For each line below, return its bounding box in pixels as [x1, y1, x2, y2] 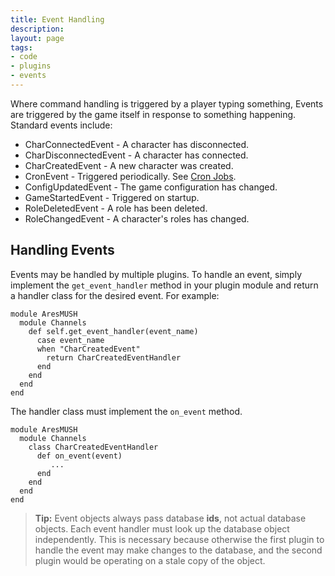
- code [10, 52, 38, 62]
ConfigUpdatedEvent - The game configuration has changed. [24, 181, 278, 193]
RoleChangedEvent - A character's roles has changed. [24, 212, 250, 225]
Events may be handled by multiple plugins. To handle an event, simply [10, 268, 303, 280]
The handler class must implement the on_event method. [10, 405, 243, 417]
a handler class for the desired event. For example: [10, 289, 220, 301]
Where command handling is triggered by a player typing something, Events [10, 97, 324, 110]
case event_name [36, 335, 105, 345]
